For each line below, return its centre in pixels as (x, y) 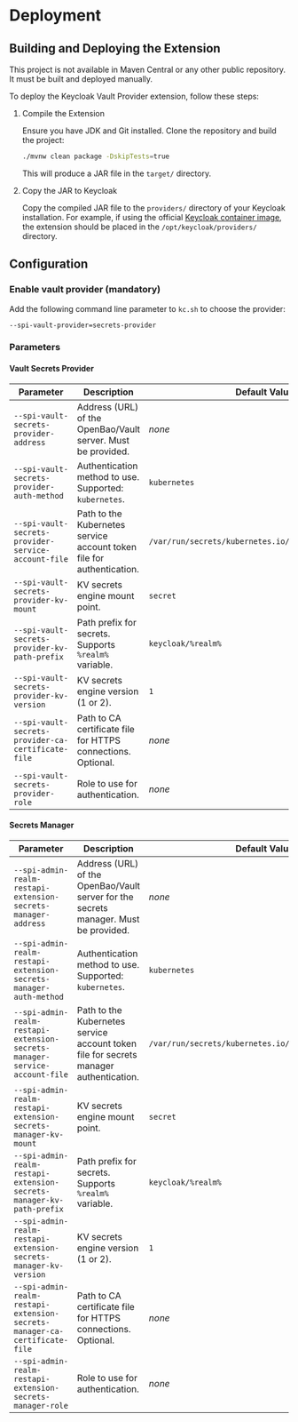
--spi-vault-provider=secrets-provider (83, 325)
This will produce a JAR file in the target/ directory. (116, 173)
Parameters (35, 348)
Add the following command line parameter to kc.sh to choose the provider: (147, 308)
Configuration (49, 264)
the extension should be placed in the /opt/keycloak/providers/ (139, 227)
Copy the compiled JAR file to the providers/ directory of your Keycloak (153, 208)
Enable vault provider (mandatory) (85, 290)
